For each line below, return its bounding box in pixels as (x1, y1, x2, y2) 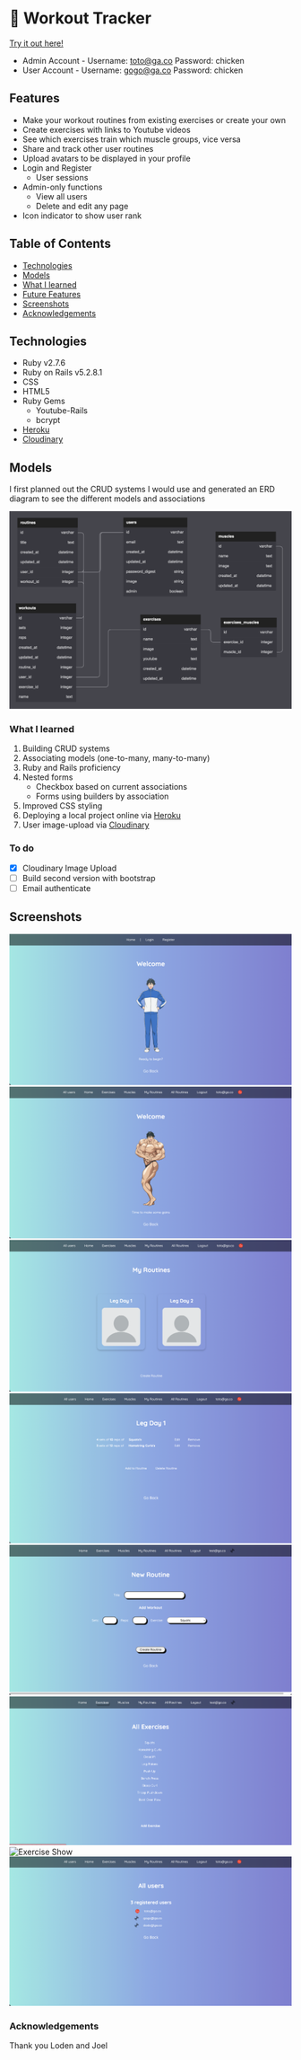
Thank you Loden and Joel (9, 2040, 108, 2051)
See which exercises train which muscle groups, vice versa (21, 134, 241, 145)
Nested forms (21, 772, 73, 782)
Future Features (21, 288, 82, 299)
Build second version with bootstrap (21, 872, 156, 883)
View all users (35, 190, 88, 201)
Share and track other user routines (21, 143, 154, 154)
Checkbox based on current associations (35, 782, 188, 792)
